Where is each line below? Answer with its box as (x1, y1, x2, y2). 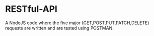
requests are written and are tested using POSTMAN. (5, 25, 114, 31)
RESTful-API (5, 3, 58, 15)
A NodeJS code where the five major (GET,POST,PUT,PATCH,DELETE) (5, 20, 150, 26)
